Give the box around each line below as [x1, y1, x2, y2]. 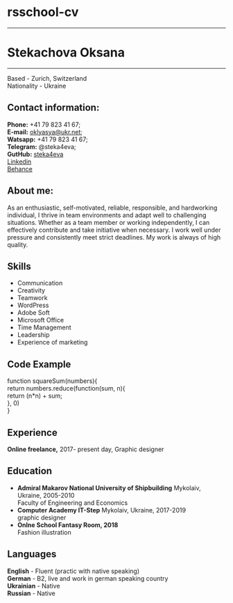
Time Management [17, 323, 71, 331]
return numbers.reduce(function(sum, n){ [7, 384, 126, 393]
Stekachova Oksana [7, 45, 125, 61]
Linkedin [7, 157, 32, 166]
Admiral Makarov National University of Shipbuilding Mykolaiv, [17, 483, 201, 492]
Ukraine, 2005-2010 [17, 491, 75, 499]
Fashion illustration [17, 528, 71, 536]
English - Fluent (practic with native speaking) [7, 567, 140, 575]
